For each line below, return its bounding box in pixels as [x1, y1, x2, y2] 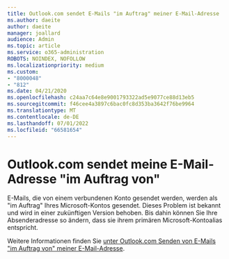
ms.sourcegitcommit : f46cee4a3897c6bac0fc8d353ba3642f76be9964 [7, 101, 195, 108]
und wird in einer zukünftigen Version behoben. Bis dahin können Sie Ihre [7, 209, 218, 217]
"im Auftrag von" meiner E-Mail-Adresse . [7, 244, 125, 253]
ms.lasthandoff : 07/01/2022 [7, 119, 89, 127]
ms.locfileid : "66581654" [7, 126, 82, 133]
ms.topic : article [7, 42, 61, 49]
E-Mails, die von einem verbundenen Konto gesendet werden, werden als [7, 194, 218, 202]
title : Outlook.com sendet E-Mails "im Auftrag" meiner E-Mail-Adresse [7, 10, 219, 17]
